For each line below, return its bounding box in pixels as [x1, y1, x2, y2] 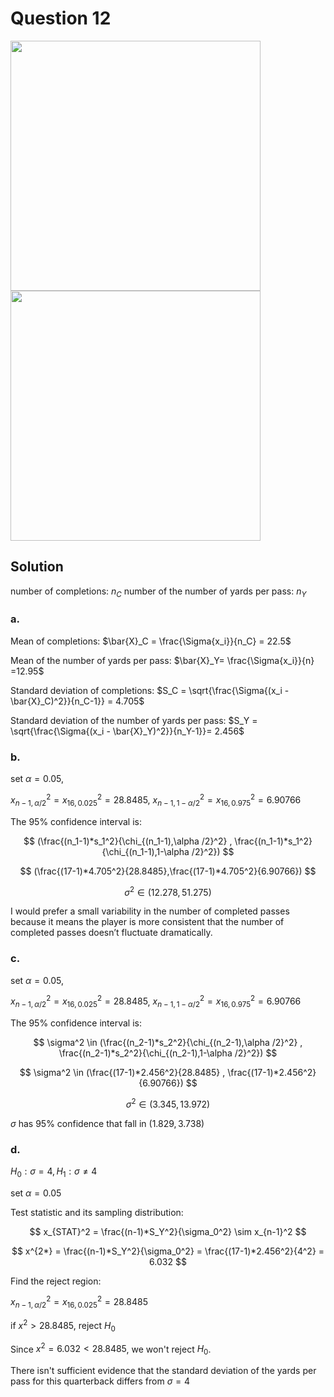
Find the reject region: [10, 1275, 102, 1287]
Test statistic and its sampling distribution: [10, 1206, 184, 1218]
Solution [10, 558, 64, 576]
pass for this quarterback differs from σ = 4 [10, 1375, 191, 1387]
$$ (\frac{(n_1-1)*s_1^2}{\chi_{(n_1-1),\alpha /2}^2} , [23, 835, 233, 847]
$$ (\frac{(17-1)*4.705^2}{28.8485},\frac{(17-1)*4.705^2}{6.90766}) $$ [19, 865, 317, 877]
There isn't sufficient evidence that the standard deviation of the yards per [10, 1365, 317, 1377]
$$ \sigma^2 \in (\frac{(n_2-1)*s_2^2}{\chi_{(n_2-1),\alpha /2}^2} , [33, 1037, 303, 1048]
